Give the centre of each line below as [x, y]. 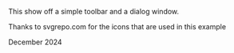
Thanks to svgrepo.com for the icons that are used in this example [117, 26]
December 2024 [35, 42]
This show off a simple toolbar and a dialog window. [94, 11]
